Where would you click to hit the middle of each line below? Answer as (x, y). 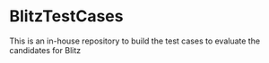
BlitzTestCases (66, 16)
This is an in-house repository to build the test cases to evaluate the (135, 41)
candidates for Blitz (45, 50)
